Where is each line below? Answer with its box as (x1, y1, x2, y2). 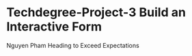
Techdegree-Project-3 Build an (6, 5, 186, 20)
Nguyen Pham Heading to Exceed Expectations (6, 41, 139, 49)
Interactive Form (6, 19, 102, 34)
